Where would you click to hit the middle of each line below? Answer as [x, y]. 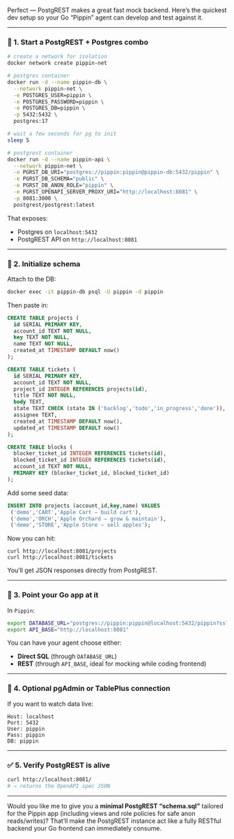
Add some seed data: [38, 493]
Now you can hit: [31, 539]
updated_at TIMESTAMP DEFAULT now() [67, 428]
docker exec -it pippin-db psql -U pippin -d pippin [85, 292]
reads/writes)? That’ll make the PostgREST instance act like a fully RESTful [114, 821]
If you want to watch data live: [50, 703]
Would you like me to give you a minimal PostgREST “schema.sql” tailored [116, 805]
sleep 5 [18, 140]
